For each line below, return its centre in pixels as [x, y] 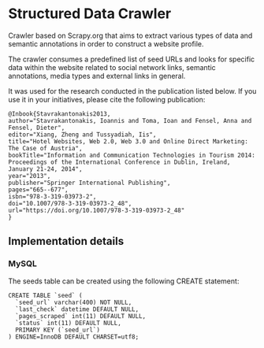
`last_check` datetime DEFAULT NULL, [77, 309]
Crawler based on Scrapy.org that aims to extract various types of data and [130, 35]
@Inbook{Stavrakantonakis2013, [59, 114]
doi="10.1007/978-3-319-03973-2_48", [70, 203]
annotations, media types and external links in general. [97, 76]
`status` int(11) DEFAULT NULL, [69, 323]
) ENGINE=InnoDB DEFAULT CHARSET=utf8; [74, 337]
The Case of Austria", [45, 148]
